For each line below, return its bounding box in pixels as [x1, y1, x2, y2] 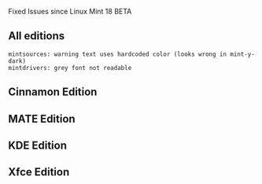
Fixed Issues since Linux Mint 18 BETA [8, 7, 132, 16]
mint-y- [230, 50, 256, 58]
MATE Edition [8, 112, 76, 125]
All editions [8, 29, 65, 42]
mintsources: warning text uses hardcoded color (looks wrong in [8, 50, 227, 58]
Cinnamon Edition [8, 86, 98, 99]
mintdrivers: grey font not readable [8, 64, 132, 72]
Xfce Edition [8, 165, 70, 179]
